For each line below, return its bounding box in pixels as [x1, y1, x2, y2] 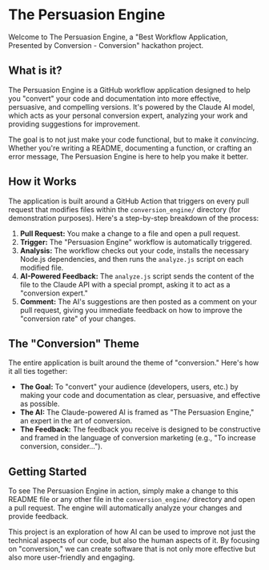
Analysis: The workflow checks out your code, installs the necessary [19, 246, 250, 255]
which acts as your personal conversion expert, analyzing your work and [8, 110, 248, 120]
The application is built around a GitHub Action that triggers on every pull [8, 196, 250, 206]
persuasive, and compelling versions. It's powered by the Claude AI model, [8, 102, 255, 111]
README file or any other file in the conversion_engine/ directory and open [8, 495, 255, 504]
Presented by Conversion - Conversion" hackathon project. [8, 40, 204, 50]
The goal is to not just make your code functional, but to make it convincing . [8, 134, 259, 144]
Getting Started [8, 464, 87, 478]
